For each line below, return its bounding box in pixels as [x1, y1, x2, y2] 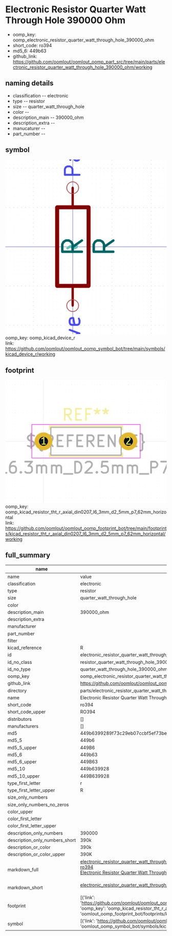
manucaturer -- [12, 125, 46, 131]
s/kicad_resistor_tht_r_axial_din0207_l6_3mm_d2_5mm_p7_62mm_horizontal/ [5, 531, 166, 537]
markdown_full [7, 867, 39, 873]
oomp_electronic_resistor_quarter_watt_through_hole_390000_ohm [12, 37, 155, 43]
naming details [5, 79, 54, 88]
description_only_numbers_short [7, 837, 76, 843]
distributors [7, 716, 32, 722]
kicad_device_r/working [5, 351, 55, 357]
